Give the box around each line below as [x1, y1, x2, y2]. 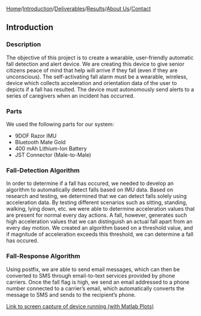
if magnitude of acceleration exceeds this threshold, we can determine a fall [6, 230, 194, 238]
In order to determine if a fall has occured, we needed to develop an [6, 180, 174, 187]
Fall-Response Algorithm [6, 252, 81, 260]
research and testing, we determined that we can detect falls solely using [6, 193, 187, 200]
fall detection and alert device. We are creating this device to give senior [6, 60, 185, 68]
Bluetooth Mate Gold [14, 138, 66, 145]
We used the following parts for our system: [6, 120, 114, 127]
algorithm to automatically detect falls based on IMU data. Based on [6, 186, 173, 193]
